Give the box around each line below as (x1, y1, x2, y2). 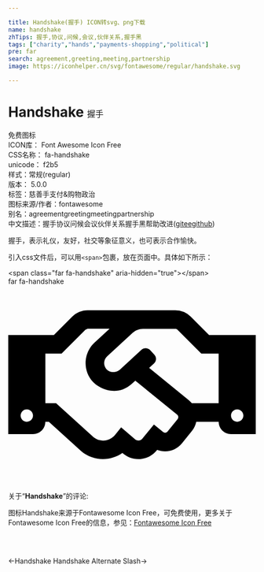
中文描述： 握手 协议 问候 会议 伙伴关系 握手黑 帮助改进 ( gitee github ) (8, 218, 215, 228)
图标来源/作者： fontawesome (8, 199, 104, 209)
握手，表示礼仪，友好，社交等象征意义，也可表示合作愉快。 (8, 236, 201, 245)
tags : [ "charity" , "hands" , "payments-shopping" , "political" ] (8, 40, 210, 48)
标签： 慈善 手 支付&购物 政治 (8, 189, 96, 199)
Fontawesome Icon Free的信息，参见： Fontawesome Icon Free (8, 518, 212, 527)
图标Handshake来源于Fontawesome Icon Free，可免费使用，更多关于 (8, 508, 233, 517)
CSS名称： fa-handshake (8, 150, 90, 159)
